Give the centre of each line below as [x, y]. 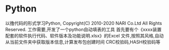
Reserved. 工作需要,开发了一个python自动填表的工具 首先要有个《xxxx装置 [83, 29]
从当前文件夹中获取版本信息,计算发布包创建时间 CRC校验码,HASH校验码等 [83, 42]
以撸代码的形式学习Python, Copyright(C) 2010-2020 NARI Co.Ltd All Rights [84, 23]
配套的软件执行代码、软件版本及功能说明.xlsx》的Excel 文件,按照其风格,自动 [84, 35]
